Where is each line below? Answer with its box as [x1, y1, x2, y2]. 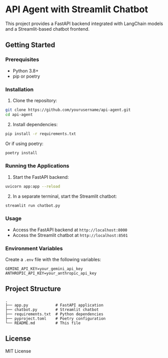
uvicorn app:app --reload [5, 184, 60, 189]
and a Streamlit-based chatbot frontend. [5, 26, 90, 32]
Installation [5, 86, 34, 93]
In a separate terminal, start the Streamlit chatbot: [12, 193, 117, 199]
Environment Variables [5, 245, 63, 252]
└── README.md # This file [5, 320, 81, 325]
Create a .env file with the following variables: [5, 256, 101, 262]
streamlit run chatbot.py [5, 203, 60, 208]
